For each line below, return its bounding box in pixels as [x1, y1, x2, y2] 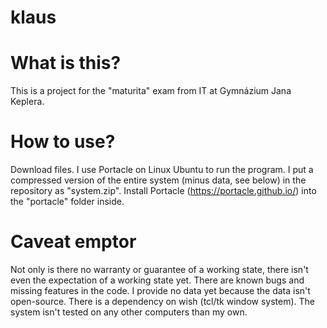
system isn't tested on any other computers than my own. [10, 306, 248, 318]
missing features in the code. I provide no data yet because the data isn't [10, 285, 311, 296]
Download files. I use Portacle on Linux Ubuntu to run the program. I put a [10, 164, 314, 176]
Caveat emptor [10, 231, 137, 253]
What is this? [10, 52, 122, 75]
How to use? [10, 131, 116, 153]
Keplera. [10, 96, 45, 108]
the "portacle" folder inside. [10, 196, 125, 208]
